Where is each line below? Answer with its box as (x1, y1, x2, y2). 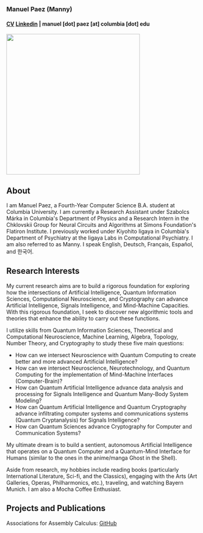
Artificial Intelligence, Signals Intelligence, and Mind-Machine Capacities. (6, 301, 190, 309)
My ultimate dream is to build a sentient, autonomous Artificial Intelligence (6, 441, 193, 448)
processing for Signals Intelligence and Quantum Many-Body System (15, 390, 189, 397)
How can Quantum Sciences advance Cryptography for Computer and (15, 422, 192, 430)
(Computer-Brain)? (15, 377, 63, 384)
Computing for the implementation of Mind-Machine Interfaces (15, 370, 174, 378)
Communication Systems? (15, 429, 81, 436)
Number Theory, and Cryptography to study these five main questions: (6, 339, 184, 347)
